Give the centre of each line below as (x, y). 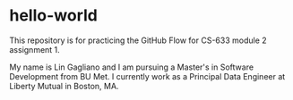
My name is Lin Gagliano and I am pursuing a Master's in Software (131, 67)
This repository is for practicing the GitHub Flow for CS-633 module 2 (138, 40)
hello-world (54, 16)
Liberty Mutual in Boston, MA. (64, 86)
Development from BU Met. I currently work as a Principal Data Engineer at (147, 76)
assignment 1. (34, 49)
